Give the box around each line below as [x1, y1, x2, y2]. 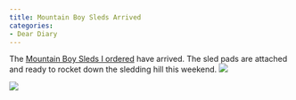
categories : [9, 21, 53, 30]
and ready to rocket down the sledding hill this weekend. [9, 64, 218, 75]
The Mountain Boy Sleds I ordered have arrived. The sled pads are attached [9, 54, 288, 65]
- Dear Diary [9, 29, 58, 38]
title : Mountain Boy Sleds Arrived [9, 12, 142, 22]
